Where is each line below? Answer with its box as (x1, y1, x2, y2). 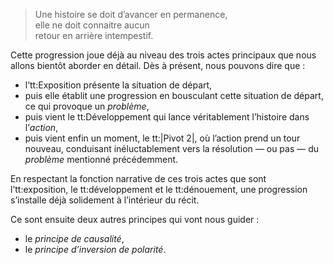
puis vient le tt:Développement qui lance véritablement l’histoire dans (24, 111, 310, 123)
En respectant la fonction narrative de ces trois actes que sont (10, 173, 267, 184)
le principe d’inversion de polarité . (24, 244, 167, 255)
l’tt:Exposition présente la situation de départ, (24, 79, 213, 91)
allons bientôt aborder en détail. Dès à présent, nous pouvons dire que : (10, 60, 306, 71)
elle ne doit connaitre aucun (34, 19, 150, 31)
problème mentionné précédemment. (24, 154, 179, 165)
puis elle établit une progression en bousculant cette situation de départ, (24, 90, 324, 101)
